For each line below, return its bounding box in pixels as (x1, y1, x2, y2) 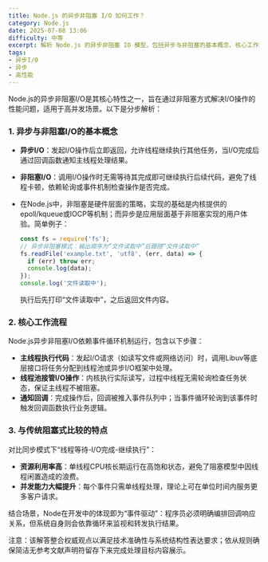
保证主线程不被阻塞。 (33, 383, 104, 393)
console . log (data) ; (27, 265, 93, 273)
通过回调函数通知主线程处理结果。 (19, 155, 132, 164)
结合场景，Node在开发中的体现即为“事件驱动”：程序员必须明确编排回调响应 (8, 508, 257, 518)
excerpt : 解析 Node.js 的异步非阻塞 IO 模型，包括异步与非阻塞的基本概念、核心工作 (8, 41, 259, 49)
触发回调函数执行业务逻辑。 (19, 403, 112, 413)
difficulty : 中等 (8, 33, 64, 42)
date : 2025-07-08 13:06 (8, 26, 88, 34)
